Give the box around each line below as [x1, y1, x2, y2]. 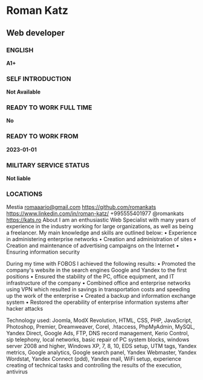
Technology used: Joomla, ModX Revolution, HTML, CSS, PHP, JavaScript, [6, 317, 193, 324]
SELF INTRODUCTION [6, 74, 71, 83]
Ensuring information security [6, 248, 80, 256]
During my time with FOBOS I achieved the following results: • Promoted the [6, 260, 196, 268]
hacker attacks [6, 305, 43, 312]
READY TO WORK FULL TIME [6, 103, 92, 112]
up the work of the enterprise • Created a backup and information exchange [6, 292, 196, 300]
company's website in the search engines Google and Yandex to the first [6, 266, 187, 274]
